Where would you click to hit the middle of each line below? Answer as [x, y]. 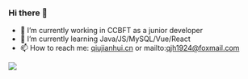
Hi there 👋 [28, 13]
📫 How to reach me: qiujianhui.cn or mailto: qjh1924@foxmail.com [130, 48]
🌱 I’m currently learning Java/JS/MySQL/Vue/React [105, 39]
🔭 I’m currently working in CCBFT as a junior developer [111, 31]
